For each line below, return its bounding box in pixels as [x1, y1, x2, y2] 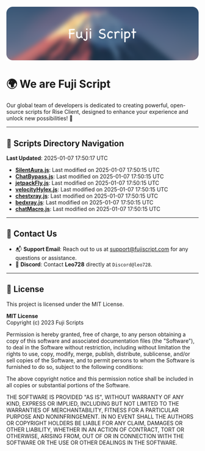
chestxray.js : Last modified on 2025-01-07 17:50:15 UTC [15, 192, 159, 199]
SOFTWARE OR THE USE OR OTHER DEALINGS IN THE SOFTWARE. [6, 439, 178, 446]
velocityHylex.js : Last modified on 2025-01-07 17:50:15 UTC [15, 186, 168, 193]
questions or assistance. [15, 254, 77, 261]
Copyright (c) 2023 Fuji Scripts [6, 319, 84, 326]
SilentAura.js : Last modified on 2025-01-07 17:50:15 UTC [15, 166, 160, 174]
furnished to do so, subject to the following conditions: [6, 363, 143, 370]
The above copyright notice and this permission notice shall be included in [6, 375, 193, 382]
